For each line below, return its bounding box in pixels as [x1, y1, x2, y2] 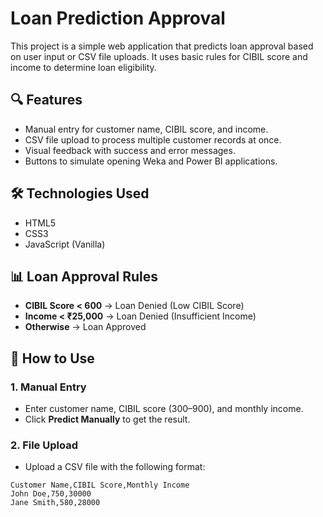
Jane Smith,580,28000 [10, 498, 101, 508]
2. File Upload [10, 438, 78, 452]
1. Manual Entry [10, 380, 87, 394]
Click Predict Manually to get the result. [24, 413, 191, 426]
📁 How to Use [10, 350, 95, 367]
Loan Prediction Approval [10, 7, 226, 30]
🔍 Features [10, 92, 83, 109]
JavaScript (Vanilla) [24, 238, 106, 250]
